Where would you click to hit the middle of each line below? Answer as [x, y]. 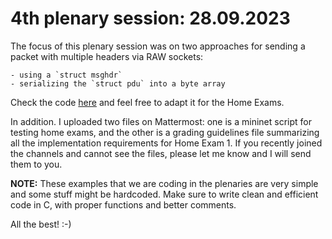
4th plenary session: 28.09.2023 [150, 18]
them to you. [36, 164]
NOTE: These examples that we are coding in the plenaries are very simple [164, 183]
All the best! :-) [41, 224]
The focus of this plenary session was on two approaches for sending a [158, 46]
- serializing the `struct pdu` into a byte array [118, 83]
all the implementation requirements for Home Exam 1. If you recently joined [166, 143]
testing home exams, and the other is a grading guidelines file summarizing [165, 132]
